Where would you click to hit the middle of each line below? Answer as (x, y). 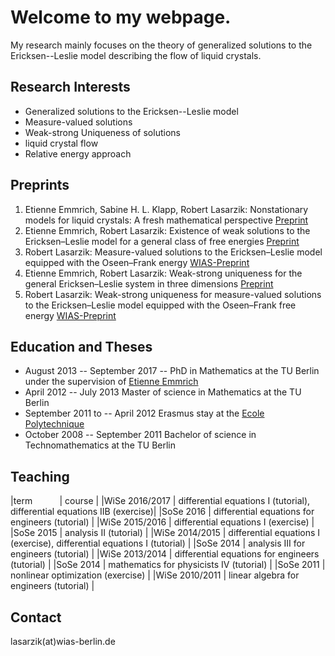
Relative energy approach (78, 153)
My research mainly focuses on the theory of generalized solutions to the (161, 45)
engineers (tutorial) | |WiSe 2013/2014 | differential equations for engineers (165, 554)
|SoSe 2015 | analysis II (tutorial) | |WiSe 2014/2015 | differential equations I (165, 533)
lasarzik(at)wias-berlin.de (63, 641)
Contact (36, 617)
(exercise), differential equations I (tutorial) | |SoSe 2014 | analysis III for (158, 543)
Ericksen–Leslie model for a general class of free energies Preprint (162, 241)
